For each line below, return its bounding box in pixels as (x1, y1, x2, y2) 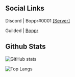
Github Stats (5, 42, 46, 51)
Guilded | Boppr (5, 28, 39, 34)
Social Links (5, 4, 45, 13)
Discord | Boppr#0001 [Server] (5, 17, 70, 23)
